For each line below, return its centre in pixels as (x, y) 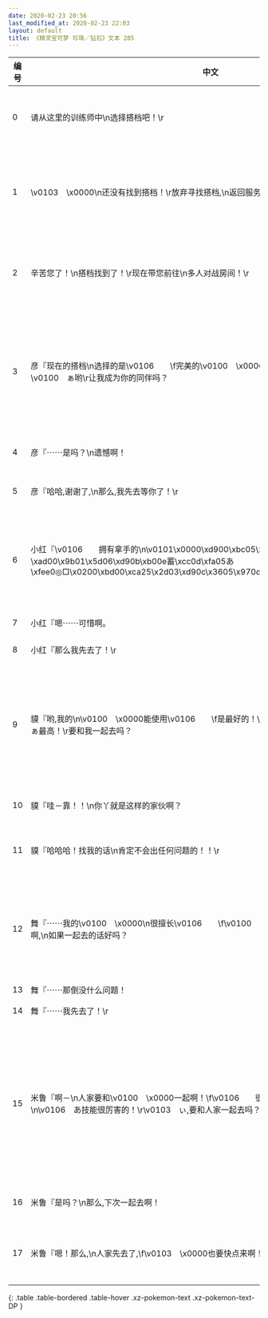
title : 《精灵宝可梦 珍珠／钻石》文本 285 (71, 38)
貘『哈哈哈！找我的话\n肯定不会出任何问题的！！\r (125, 850)
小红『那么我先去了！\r (74, 650)
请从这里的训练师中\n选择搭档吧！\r (97, 118)
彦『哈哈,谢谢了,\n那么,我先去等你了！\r (104, 491)
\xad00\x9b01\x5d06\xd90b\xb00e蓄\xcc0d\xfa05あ (132, 562)
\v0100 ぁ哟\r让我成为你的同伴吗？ (100, 378)
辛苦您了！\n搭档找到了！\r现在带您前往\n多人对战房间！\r (140, 274)
